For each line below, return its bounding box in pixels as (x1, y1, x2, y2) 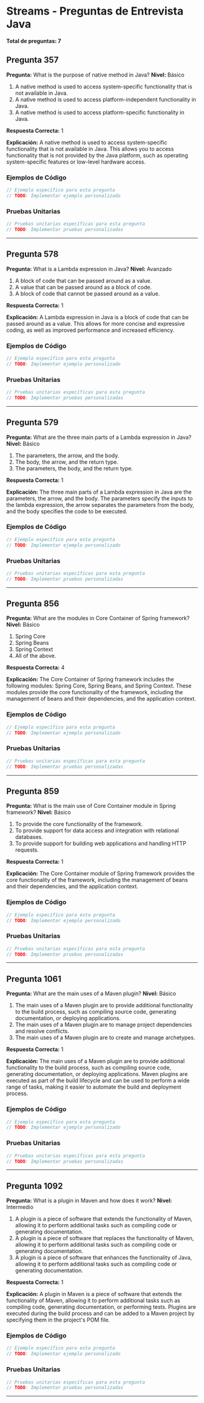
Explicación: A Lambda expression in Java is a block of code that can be (6, 313, 189, 320)
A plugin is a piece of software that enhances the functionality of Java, (15, 1254, 192, 1261)
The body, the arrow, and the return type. (15, 458, 118, 466)
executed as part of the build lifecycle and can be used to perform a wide (6, 1077, 190, 1084)
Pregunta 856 (6, 599, 59, 609)
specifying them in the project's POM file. (6, 1316, 110, 1323)
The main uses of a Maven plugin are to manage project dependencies (15, 1021, 192, 1029)
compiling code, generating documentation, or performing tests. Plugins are (6, 1303, 196, 1311)
